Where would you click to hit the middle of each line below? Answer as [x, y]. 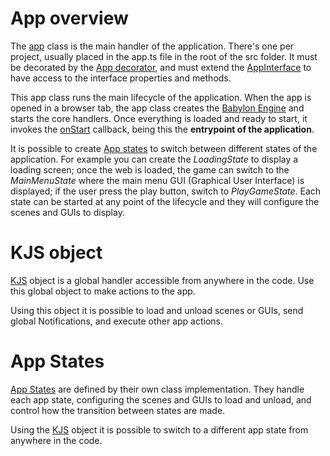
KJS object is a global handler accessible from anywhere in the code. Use [162, 280]
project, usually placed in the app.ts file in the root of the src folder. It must [164, 56]
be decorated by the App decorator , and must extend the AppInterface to [161, 67]
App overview [69, 18]
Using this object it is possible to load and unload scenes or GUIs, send [157, 310]
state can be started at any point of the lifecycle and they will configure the [165, 201]
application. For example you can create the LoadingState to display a [154, 159]
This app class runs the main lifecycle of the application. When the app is [161, 97]
